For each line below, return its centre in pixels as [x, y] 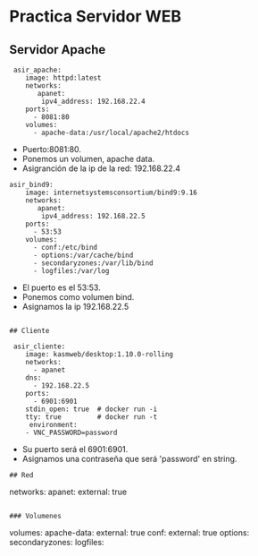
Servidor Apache [58, 50]
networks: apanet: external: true [68, 492]
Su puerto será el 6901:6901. [75, 449]
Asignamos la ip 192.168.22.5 [75, 307]
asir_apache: [37, 70]
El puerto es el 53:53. [61, 287]
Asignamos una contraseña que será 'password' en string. [129, 459]
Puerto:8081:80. [52, 149]
